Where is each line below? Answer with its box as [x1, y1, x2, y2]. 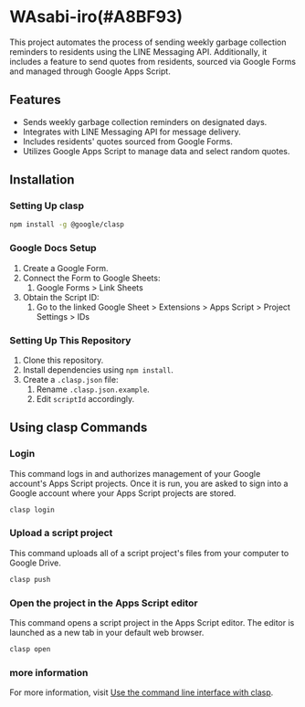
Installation [9, 172, 75, 188]
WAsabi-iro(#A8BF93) [9, 6, 184, 27]
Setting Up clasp [9, 199, 85, 212]
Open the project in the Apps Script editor [9, 596, 198, 609]
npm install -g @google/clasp [9, 220, 125, 229]
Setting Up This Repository [9, 333, 131, 346]
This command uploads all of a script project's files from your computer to [9, 547, 289, 558]
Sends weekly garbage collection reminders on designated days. [22, 116, 268, 127]
